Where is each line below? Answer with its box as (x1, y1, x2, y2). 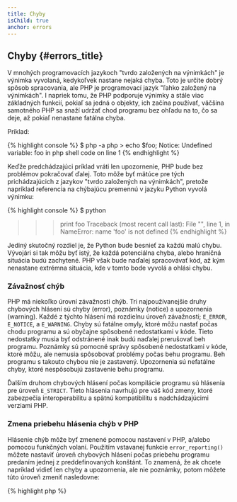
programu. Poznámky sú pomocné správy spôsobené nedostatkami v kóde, (7, 343, 228, 351)
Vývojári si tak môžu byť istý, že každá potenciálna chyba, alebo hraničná (7, 249, 221, 257)
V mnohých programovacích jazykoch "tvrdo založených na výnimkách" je (7, 69, 225, 77)
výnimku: (7, 193, 34, 201)
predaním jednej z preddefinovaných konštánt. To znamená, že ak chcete (7, 457, 221, 466)
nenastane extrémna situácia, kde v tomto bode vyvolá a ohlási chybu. (7, 263, 213, 273)
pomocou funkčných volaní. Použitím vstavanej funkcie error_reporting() (7, 443, 224, 451)
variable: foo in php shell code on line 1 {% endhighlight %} (7, 149, 180, 157)
